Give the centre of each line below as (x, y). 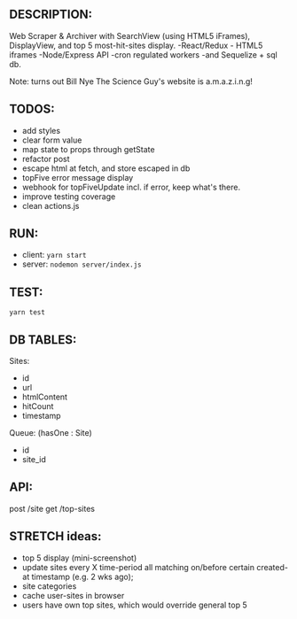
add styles (41, 130)
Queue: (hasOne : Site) (51, 433)
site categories (49, 586)
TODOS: (32, 109)
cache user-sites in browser (73, 595)
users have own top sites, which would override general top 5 (135, 605)
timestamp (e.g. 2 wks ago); (82, 576)
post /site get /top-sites (52, 508)
